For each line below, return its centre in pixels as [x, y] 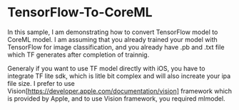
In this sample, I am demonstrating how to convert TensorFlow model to [113, 32]
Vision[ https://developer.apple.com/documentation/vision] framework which [120, 91]
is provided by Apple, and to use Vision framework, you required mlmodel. [117, 98]
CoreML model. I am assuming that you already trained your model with [112, 39]
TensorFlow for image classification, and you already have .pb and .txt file [116, 47]
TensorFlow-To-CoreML [80, 12]
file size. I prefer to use [41, 83]
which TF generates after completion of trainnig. [78, 55]
